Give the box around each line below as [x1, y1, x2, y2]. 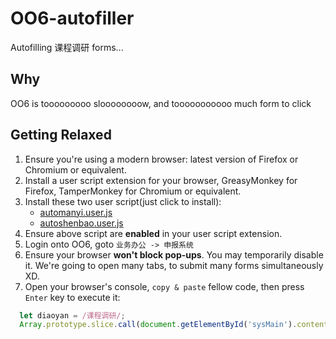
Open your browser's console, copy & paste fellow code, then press [24, 280, 305, 292]
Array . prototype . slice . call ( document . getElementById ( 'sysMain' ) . [19, 320, 298, 330]
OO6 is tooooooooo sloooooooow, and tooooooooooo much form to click [10, 97, 312, 109]
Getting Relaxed [10, 127, 112, 144]
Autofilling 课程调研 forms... [10, 41, 124, 53]
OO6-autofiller [10, 7, 135, 30]
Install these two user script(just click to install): [24, 195, 222, 207]
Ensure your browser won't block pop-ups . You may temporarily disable [24, 248, 324, 261]
